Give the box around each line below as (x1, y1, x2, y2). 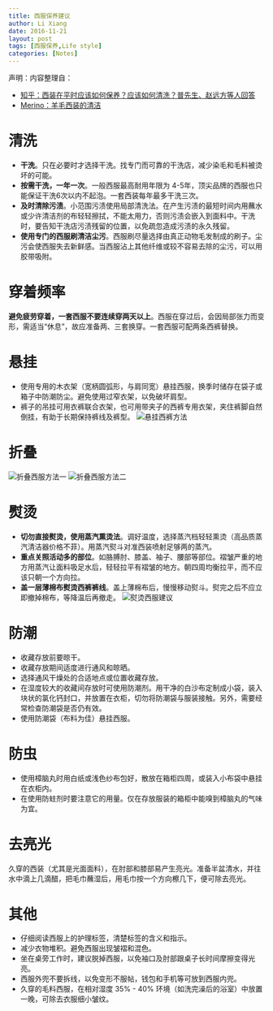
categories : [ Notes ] (8, 50, 79, 58)
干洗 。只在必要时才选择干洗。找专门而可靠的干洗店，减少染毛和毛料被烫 (19, 160, 262, 170)
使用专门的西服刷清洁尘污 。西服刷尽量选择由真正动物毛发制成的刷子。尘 (19, 231, 262, 240)
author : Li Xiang (8, 19, 67, 28)
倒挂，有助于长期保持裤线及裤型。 (19, 412, 135, 421)
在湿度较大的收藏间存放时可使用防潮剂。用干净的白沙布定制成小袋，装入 (19, 683, 262, 693)
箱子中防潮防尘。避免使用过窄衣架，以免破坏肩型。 (19, 391, 192, 401)
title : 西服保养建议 (8, 11, 71, 20)
